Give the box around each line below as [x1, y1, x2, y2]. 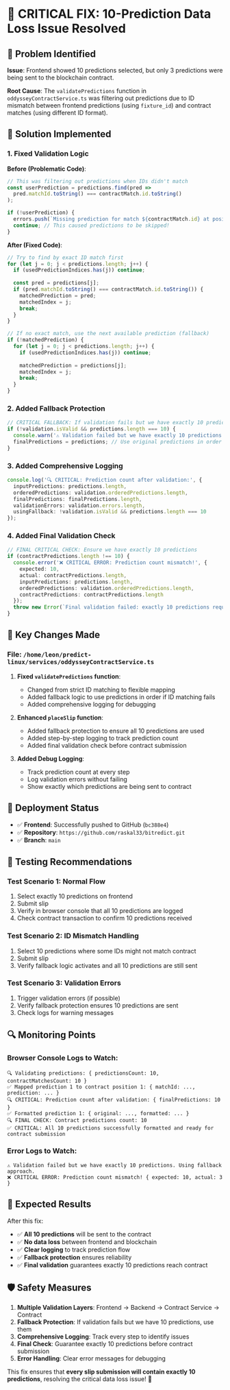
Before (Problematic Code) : [7, 164, 87, 173]
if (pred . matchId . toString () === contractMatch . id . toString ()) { [13, 286, 204, 293]
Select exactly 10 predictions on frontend [16, 892, 133, 901]
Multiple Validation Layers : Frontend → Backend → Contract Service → [16, 1304, 220, 1312]
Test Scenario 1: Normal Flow [7, 877, 106, 886]
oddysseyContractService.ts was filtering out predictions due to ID [7, 94, 195, 102]
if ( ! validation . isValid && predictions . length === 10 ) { [7, 426, 176, 432]
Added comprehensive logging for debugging [27, 700, 156, 708]
